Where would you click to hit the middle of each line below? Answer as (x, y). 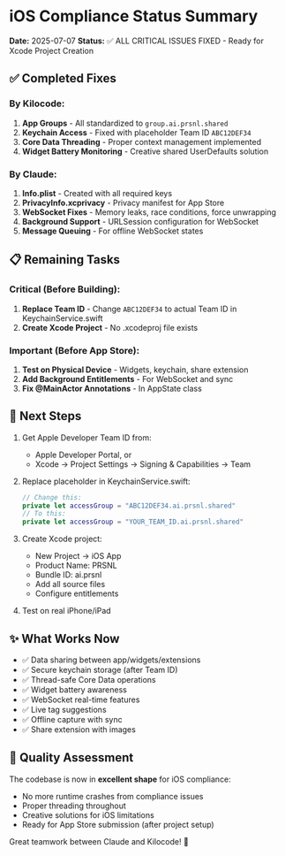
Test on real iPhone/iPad (67, 611)
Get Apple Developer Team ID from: (86, 437)
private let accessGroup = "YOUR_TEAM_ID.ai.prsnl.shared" (133, 522)
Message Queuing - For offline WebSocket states (112, 231)
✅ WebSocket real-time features (81, 699)
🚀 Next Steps (45, 416)
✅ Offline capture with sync (72, 720)
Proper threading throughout (74, 806)
